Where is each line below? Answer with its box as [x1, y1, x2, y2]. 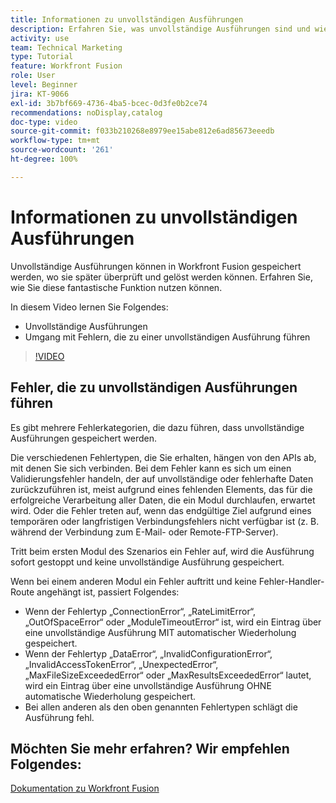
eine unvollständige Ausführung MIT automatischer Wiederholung [24, 626, 297, 638]
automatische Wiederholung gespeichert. [24, 690, 197, 702]
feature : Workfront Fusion [10, 61, 123, 71]
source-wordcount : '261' [10, 145, 114, 155]
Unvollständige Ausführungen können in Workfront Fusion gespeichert [10, 260, 302, 272]
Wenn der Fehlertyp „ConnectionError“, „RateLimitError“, [24, 605, 257, 617]
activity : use [10, 33, 70, 43]
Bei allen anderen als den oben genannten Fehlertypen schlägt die [24, 701, 298, 713]
